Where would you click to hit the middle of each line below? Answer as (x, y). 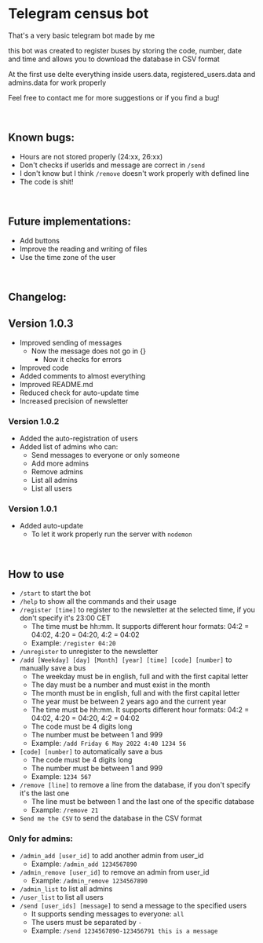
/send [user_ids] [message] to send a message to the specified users (133, 906)
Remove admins (57, 472)
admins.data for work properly (57, 82)
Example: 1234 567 (61, 777)
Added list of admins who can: (69, 447)
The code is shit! (46, 181)
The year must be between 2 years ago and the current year (129, 702)
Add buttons (40, 240)
